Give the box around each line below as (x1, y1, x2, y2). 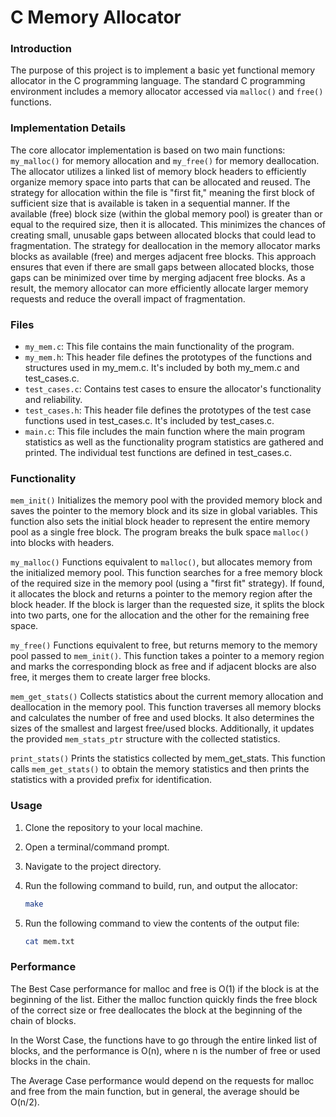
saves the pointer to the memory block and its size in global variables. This (10, 505, 318, 517)
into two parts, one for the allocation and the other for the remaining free (10, 609, 310, 621)
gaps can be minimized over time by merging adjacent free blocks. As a (10, 271, 306, 283)
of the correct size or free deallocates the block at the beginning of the (10, 1004, 303, 1016)
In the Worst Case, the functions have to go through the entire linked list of (10, 1034, 318, 1046)
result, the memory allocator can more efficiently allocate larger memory (10, 282, 309, 294)
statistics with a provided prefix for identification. (10, 774, 213, 786)
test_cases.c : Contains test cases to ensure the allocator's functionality (24, 383, 322, 395)
